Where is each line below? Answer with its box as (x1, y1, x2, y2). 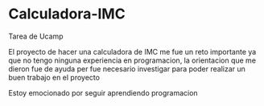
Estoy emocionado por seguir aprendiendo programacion (8, 88, 199, 97)
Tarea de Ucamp (8, 31, 64, 41)
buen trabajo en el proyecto (8, 72, 101, 82)
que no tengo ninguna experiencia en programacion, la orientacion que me (8, 55, 256, 65)
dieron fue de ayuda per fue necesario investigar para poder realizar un (8, 63, 245, 73)
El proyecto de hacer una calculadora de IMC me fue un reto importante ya (8, 47, 257, 56)
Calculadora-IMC (8, 5, 126, 23)
